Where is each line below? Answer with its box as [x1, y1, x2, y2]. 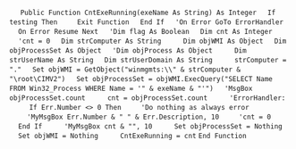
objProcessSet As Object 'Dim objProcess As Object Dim [9, 46, 248, 55]
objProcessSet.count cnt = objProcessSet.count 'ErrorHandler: [9, 94, 286, 103]
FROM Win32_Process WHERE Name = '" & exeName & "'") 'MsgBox [9, 84, 253, 93]
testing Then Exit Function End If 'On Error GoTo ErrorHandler [9, 18, 284, 27]
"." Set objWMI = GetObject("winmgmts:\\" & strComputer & [9, 65, 241, 74]
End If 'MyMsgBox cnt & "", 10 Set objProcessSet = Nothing [17, 122, 283, 131]
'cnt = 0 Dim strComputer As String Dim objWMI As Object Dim [17, 37, 287, 46]
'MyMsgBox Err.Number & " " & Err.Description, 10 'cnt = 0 [26, 112, 271, 121]
